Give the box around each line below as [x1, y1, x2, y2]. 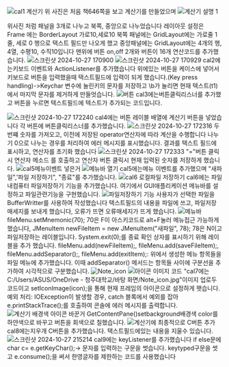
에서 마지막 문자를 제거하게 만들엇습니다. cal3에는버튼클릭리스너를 [7, 90, 204, 98]
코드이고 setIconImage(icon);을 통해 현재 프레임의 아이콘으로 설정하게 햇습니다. [7, 284, 221, 292]
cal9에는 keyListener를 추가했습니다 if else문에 [94, 336, 221, 343]
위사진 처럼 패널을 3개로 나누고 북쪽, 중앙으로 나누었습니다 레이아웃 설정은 [7, 22, 204, 30]
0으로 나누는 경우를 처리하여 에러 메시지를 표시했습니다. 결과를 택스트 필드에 [14, 139, 217, 147]
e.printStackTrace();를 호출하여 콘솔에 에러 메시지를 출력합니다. [7, 301, 178, 309]
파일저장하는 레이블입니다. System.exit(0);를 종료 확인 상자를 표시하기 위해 [7, 233, 207, 241]
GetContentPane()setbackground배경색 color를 [86, 310, 219, 318]
